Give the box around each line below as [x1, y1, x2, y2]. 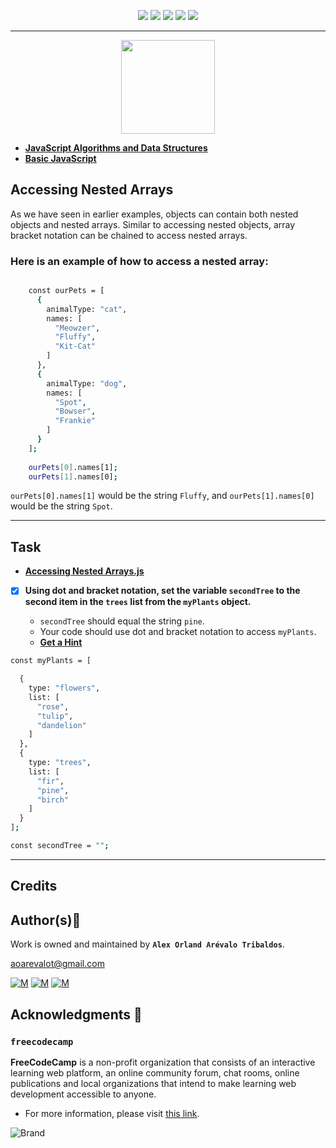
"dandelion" [36, 720, 87, 730]
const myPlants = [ [10, 656, 92, 666]
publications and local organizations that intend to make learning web [10, 1077, 297, 1089]
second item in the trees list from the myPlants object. [24, 596, 252, 608]
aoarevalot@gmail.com [10, 958, 105, 970]
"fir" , [36, 776, 65, 786]
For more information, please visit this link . [24, 1107, 200, 1119]
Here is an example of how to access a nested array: [10, 254, 269, 268]
